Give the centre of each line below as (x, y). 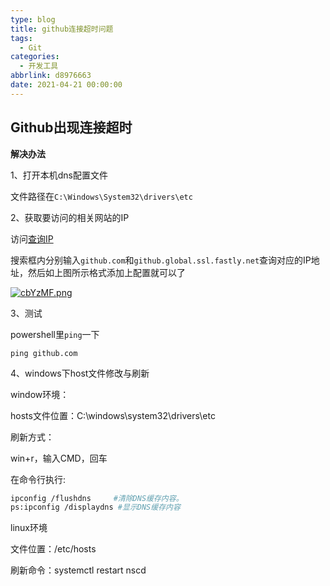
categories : (35, 57)
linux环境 (29, 528)
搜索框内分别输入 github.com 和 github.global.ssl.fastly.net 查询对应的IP (161, 260)
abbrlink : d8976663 (51, 76)
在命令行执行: (38, 479)
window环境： (40, 394)
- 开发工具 (39, 66)
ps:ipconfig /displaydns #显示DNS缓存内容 (95, 507)
